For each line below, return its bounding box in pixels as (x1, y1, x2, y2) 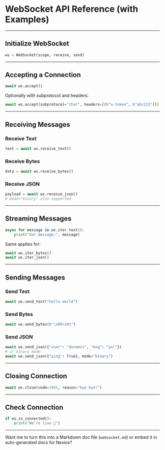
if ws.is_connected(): (5, 416, 52, 421)
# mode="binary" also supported (5, 197, 71, 201)
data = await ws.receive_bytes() (5, 169, 74, 174)
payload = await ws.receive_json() (5, 192, 78, 197)
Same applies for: (5, 241, 41, 247)
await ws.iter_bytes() (5, 251, 52, 255)
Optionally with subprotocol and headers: (5, 92, 89, 99)
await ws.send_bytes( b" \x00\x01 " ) (5, 322, 76, 327)
